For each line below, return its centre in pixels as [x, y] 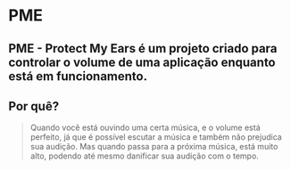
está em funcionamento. [78, 76]
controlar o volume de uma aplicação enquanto [142, 62]
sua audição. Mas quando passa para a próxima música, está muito [154, 147]
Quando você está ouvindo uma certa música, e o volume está [145, 128]
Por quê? [34, 106]
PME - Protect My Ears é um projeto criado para [143, 49]
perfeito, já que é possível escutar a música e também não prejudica [156, 137]
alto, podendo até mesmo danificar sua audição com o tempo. [145, 156]
